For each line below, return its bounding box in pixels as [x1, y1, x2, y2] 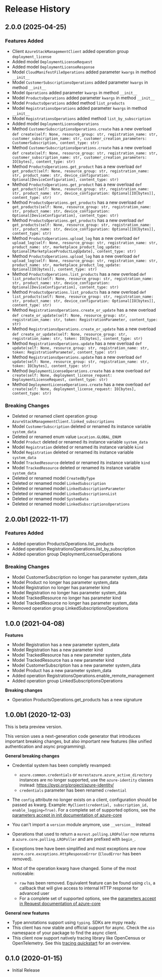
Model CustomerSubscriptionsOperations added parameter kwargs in [12, 79, 148, 85]
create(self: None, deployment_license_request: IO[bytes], [12, 387, 136, 391]
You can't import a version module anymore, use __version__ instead [12, 821, 151, 827]
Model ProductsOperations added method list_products [12, 100, 125, 106]
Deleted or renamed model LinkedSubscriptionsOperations [12, 501, 130, 507]
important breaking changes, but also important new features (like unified [5, 738, 152, 744]
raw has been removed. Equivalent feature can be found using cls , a [19, 880, 156, 886]
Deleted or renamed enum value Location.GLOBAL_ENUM [12, 434, 121, 440]
